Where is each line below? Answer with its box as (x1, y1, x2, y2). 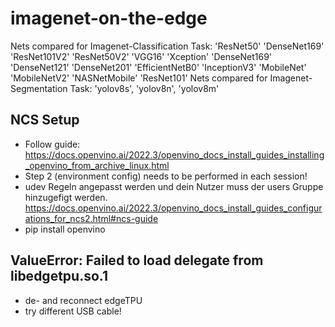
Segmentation (10, 82, 68, 94)
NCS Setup (10, 112, 80, 129)
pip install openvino (24, 223, 106, 235)
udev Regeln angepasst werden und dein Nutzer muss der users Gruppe (24, 180, 324, 192)
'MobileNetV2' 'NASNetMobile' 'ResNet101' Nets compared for (10, 72, 268, 84)
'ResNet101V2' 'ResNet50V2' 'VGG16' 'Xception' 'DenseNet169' (10, 50, 273, 62)
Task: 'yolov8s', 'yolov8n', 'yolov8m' (69, 82, 220, 94)
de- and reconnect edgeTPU (24, 294, 143, 306)
